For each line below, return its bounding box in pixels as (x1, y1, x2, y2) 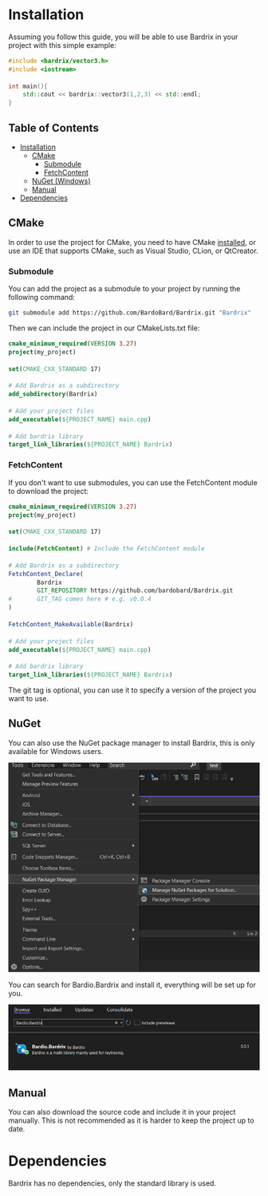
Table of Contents (8, 121, 100, 135)
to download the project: (8, 486, 89, 495)
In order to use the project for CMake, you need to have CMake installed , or (8, 237, 257, 247)
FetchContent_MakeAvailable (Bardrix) (8, 620, 134, 628)
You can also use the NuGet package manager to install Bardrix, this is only (8, 738, 255, 748)
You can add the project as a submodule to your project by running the (8, 284, 241, 294)
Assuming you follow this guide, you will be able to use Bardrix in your (8, 32, 238, 41)
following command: (8, 293, 76, 302)
